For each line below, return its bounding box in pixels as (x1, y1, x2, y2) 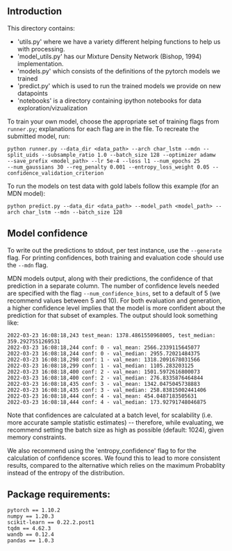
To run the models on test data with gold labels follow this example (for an (7, 182, 219, 190)
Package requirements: (7, 489, 111, 500)
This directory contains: (7, 24, 75, 32)
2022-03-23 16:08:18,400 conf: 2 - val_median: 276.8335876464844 (7, 374, 204, 381)
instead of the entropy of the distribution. (7, 468, 125, 477)
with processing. (17, 44, 65, 53)
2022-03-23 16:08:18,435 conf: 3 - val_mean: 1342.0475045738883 (7, 380, 200, 387)
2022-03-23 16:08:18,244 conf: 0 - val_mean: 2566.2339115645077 (7, 344, 200, 351)
